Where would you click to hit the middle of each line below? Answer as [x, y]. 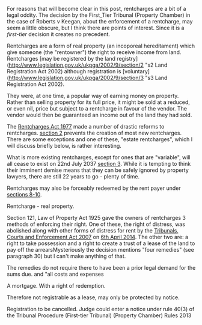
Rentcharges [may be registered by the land [61, 59]
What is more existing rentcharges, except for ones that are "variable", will [99, 157]
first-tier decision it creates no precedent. [59, 34]
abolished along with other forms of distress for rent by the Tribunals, [93, 230]
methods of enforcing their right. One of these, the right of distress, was [96, 224]
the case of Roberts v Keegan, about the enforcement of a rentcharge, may [100, 21]
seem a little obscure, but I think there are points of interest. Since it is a [96, 28]
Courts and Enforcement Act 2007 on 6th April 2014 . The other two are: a [98, 237]
